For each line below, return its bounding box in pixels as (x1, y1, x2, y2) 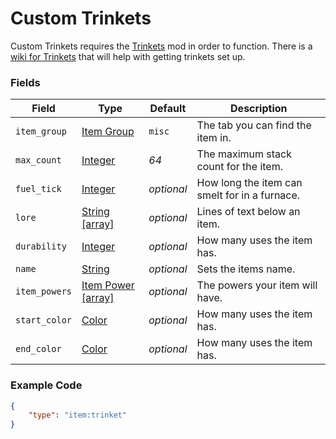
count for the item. (196, 160, 284, 174)
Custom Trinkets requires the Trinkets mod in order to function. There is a (10, 40, 313, 52)
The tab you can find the (196, 118, 312, 132)
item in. (196, 131, 232, 145)
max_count (15, 155, 62, 166)
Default (149, 102, 187, 116)
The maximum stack (196, 147, 293, 161)
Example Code (10, 378, 83, 392)
